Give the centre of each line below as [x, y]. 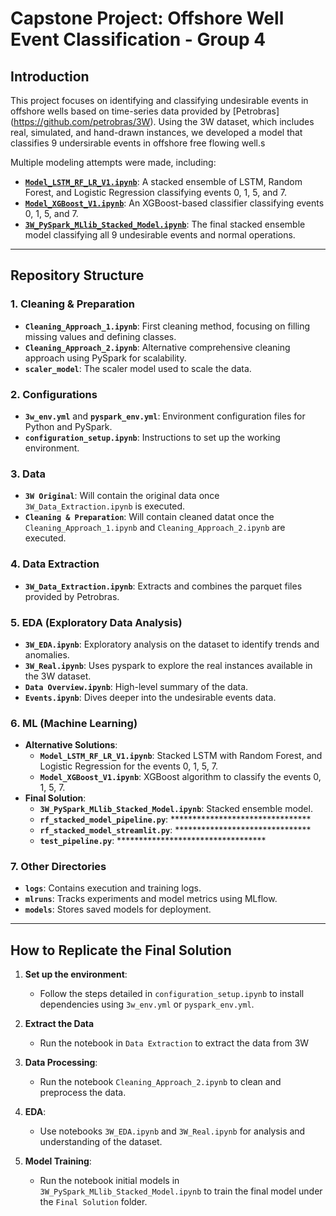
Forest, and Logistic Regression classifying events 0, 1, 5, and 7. [155, 192]
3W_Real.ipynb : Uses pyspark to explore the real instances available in [168, 665]
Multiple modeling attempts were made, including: [113, 162]
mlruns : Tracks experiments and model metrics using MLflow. [151, 899]
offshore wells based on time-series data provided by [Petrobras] [145, 111]
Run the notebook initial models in [109, 1181]
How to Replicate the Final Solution [121, 950]
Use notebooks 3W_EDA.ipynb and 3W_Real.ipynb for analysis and [172, 1131]
